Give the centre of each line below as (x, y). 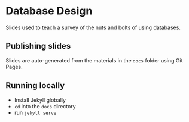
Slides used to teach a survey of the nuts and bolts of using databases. (93, 27)
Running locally (35, 85)
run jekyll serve (35, 112)
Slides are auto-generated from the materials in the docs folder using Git (94, 60)
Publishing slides (38, 46)
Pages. (14, 67)
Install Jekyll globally (40, 100)
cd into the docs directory (45, 106)
